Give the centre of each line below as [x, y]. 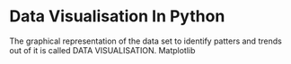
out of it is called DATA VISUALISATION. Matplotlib [102, 50]
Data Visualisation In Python [117, 16]
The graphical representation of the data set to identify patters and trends [146, 41]
